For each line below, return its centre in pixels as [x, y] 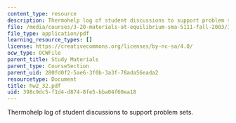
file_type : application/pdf [48, 33]
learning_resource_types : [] [50, 40]
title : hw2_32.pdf [34, 86]
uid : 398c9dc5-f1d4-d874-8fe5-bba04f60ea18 [72, 92]
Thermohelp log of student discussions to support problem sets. [100, 112]
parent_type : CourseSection [48, 66]
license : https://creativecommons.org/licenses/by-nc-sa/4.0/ [100, 46]
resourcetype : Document [42, 79]
